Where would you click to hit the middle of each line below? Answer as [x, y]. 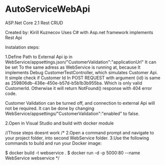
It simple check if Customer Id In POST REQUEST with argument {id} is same [83, 78]
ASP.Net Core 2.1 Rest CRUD [34, 23]
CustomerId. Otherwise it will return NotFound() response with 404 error [79, 88]
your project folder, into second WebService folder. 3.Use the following [77, 138]
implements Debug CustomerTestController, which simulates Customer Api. [82, 72]
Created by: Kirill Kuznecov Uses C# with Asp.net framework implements [79, 32]
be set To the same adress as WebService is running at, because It [73, 67]
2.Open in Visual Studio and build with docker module [60, 123]
